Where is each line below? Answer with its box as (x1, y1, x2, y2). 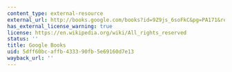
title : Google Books (7, 42, 67, 49)
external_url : (7, 16, 48, 23)
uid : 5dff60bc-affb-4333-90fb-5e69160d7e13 (7, 49, 135, 56)
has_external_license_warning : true (7, 23, 113, 29)
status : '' (7, 36, 39, 43)
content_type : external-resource (7, 10, 104, 17)
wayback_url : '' (7, 55, 54, 62)
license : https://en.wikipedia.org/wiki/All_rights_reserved (7, 29, 187, 36)
